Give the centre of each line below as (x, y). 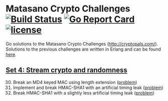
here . (11, 54)
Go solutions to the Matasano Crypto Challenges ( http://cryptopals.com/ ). (82, 43)
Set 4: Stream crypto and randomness (66, 70)
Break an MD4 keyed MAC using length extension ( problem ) (75, 82)
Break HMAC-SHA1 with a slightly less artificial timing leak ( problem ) (84, 92)
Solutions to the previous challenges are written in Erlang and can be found (83, 49)
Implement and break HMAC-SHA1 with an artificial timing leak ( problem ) (88, 87)
